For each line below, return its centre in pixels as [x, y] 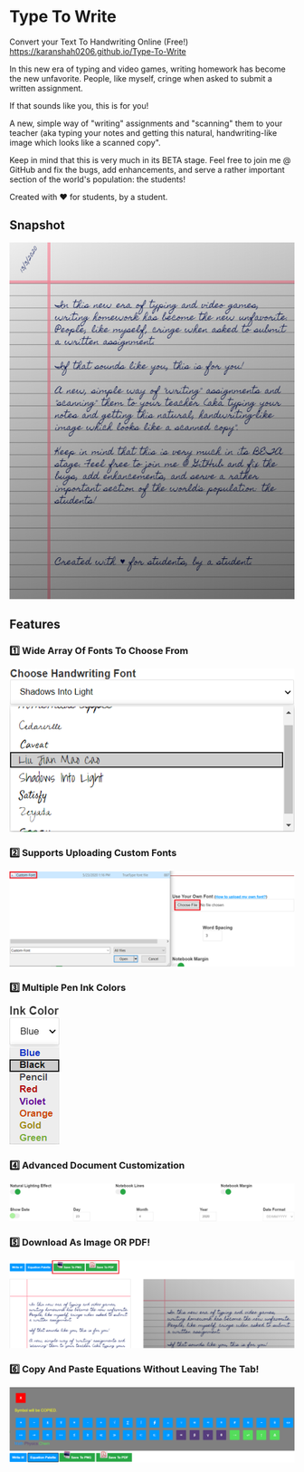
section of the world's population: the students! [97, 179]
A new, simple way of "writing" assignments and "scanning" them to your [146, 123]
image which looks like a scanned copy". [85, 142]
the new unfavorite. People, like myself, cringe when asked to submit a [141, 78]
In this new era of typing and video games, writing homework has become [148, 69]
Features [35, 625]
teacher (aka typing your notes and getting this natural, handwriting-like [143, 132]
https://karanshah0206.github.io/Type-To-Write [98, 51]
